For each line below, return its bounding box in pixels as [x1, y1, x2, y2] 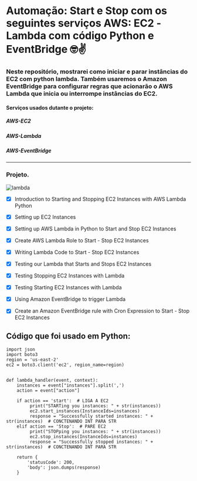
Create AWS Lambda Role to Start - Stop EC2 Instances [14, 236, 149, 244]
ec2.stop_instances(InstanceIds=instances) [29, 434, 138, 440]
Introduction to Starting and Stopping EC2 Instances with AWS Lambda [14, 195, 186, 202]
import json [6, 347, 35, 353]
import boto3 [6, 352, 38, 358]
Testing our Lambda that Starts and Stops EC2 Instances [14, 260, 152, 267]
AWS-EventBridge [6, 147, 52, 154]
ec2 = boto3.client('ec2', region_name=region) [6, 362, 125, 368]
